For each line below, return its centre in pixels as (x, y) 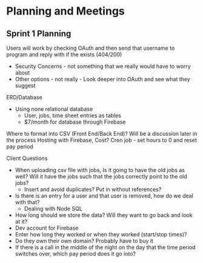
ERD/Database (24, 97)
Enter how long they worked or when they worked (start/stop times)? (101, 234)
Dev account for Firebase (47, 228)
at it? (21, 221)
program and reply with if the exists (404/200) (64, 55)
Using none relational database (54, 109)
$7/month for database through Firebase (75, 122)
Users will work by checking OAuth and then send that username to (91, 48)
